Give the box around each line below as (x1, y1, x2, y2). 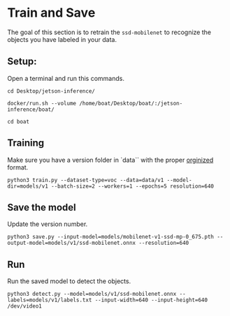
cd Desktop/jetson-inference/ (7, 87, 96, 95)
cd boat (7, 118, 30, 125)
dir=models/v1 (7, 183, 49, 190)
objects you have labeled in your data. (7, 35, 117, 43)
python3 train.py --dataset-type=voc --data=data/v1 (7, 176, 164, 183)
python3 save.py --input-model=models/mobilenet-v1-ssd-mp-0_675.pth (7, 234, 215, 241)
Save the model (7, 201, 77, 213)
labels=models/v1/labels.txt (7, 296, 92, 304)
